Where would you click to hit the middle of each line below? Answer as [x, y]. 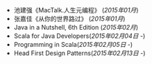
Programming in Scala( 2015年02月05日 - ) [73, 44]
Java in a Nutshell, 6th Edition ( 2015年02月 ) [76, 27]
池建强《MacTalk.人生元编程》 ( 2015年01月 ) [76, 10]
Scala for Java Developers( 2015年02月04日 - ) [79, 36]
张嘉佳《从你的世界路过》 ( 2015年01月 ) [69, 19]
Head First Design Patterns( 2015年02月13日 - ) [79, 53]
